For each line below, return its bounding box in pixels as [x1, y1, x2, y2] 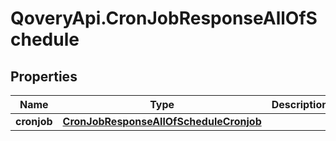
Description [271, 98, 329, 111]
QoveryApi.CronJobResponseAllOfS [10, 7, 318, 30]
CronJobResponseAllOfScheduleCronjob [62, 115, 262, 128]
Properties [10, 68, 78, 85]
